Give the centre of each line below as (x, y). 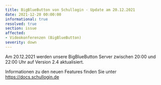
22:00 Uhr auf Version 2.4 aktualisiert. (44, 62)
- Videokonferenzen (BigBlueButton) (43, 38)
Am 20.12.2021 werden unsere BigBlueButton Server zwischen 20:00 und (80, 56)
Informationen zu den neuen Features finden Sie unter (61, 71)
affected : (15, 33)
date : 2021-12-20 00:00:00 (33, 14)
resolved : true (21, 24)
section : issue (21, 28)
